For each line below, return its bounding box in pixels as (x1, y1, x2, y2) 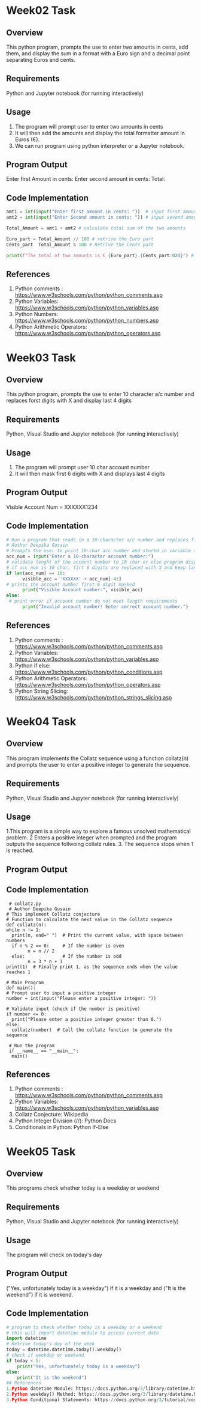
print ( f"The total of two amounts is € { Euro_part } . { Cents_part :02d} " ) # (6, 252, 194, 258)
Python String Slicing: (14, 687, 69, 695)
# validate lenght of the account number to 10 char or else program (6, 559, 184, 565)
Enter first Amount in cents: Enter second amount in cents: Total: (6, 175, 166, 183)
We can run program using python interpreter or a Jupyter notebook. (14, 142, 185, 149)
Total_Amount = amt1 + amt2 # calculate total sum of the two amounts (6, 225, 186, 231)
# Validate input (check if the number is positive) (6, 1006, 141, 1012)
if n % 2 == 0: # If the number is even (11, 943, 124, 949)
